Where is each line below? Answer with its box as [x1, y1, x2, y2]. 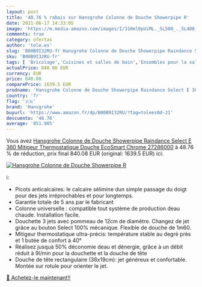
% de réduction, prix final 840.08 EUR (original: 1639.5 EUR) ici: [6, 150, 164, 157]
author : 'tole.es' [6, 43, 52, 49]
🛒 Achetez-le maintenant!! [6, 274, 71, 282]
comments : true [6, 31, 44, 37]
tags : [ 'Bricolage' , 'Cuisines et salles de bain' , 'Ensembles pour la [6, 59, 187, 65]
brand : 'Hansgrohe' [6, 103, 55, 110]
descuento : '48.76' [6, 115, 55, 121]
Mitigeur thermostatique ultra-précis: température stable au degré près [14, 230, 191, 238]
